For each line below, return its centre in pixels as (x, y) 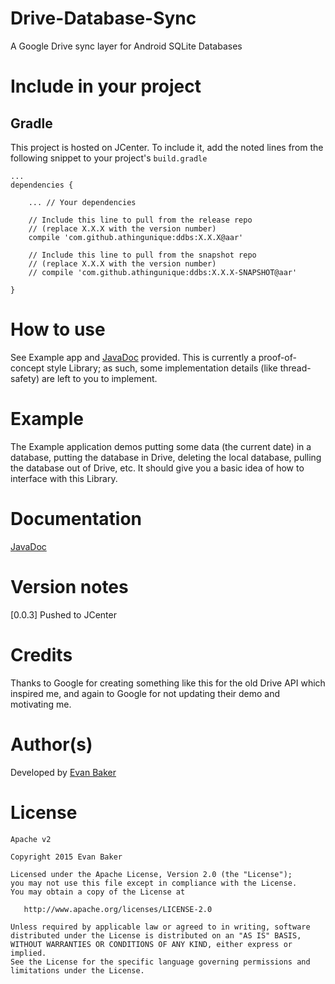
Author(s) (51, 744)
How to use (58, 329)
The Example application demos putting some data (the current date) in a (161, 446)
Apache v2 (31, 839)
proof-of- (277, 357)
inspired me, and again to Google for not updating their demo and (145, 693)
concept (27, 368)
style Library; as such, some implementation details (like (162, 368)
